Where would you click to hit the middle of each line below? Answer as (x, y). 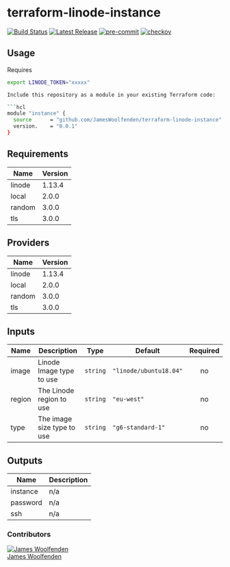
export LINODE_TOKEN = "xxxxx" (49, 82)
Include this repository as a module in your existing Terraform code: (111, 95)
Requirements (38, 154)
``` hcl (16, 107)
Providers (28, 243)
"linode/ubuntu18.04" (148, 371)
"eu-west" (129, 399)
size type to (56, 428)
